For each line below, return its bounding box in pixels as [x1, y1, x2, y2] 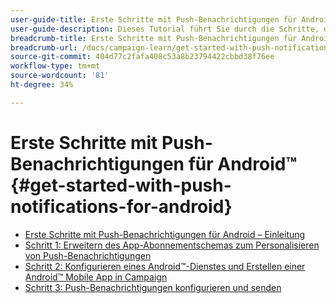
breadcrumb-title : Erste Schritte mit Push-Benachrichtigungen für [10, 33, 298, 43]
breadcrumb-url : [10, 42, 78, 53]
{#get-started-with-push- [10, 174, 232, 196]
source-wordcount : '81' [10, 71, 110, 81]
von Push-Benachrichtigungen [24, 249, 152, 261]
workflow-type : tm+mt [10, 61, 101, 71]
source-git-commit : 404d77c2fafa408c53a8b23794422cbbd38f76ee [10, 52, 275, 62]
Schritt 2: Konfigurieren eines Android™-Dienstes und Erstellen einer [24, 260, 306, 272]
